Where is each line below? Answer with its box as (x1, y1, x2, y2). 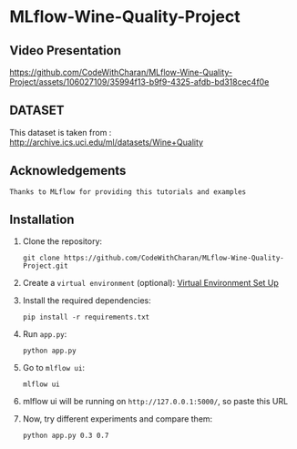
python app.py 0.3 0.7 (22, 431, 109, 441)
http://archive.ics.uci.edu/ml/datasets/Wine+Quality (9, 137, 203, 148)
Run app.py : (22, 329, 67, 340)
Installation (9, 212, 75, 228)
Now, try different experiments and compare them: (22, 413, 213, 424)
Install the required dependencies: (22, 295, 152, 306)
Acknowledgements (9, 163, 127, 179)
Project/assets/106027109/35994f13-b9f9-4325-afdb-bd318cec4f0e (9, 77, 270, 87)
